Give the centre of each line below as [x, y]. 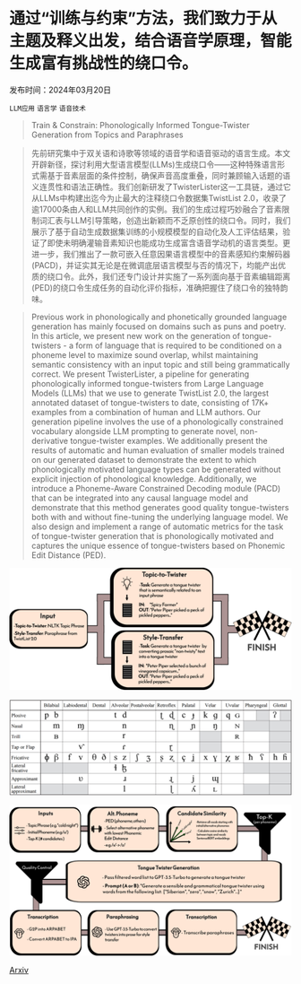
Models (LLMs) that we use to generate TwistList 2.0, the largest [150, 393]
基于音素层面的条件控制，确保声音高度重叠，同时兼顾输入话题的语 [169, 175]
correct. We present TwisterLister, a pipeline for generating [140, 374]
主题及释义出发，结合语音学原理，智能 [151, 41]
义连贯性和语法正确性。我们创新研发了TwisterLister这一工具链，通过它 [161, 187]
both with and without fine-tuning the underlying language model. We [159, 517]
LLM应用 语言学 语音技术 [48, 109]
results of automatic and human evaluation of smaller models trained [158, 450]
